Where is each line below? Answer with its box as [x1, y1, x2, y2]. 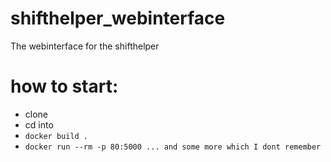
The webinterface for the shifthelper [10, 40, 160, 52]
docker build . [24, 131, 89, 141]
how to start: [10, 75, 119, 98]
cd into [24, 118, 54, 131]
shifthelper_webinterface [10, 7, 226, 30]
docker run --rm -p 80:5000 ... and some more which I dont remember [24, 142, 322, 152]
